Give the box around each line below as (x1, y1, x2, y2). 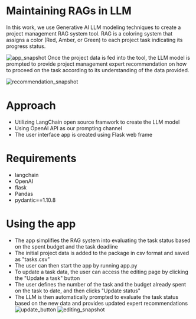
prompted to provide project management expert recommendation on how (6, 60, 187, 67)
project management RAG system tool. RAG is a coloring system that (6, 30, 173, 37)
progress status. (6, 43, 46, 50)
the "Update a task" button (14, 274, 80, 282)
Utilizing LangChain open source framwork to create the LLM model (14, 118, 180, 125)
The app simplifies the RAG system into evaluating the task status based (14, 237, 191, 244)
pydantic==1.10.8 (14, 196, 56, 204)
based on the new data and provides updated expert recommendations (14, 299, 188, 307)
